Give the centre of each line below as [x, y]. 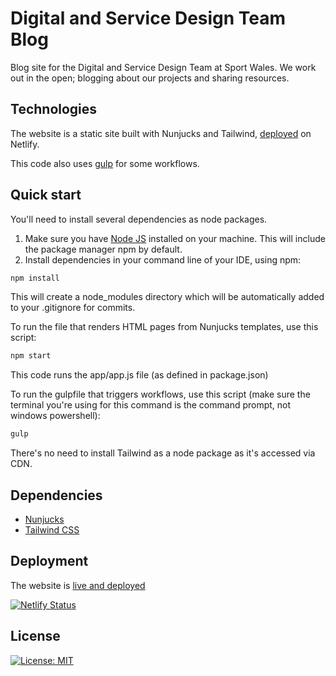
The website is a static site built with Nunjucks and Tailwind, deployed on [161, 133]
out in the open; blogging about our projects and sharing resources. [150, 78]
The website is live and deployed [78, 585]
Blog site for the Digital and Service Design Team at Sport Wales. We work [163, 67]
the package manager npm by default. [103, 249]
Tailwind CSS [52, 530]
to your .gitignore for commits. [73, 308]
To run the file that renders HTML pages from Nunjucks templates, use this [164, 327]
